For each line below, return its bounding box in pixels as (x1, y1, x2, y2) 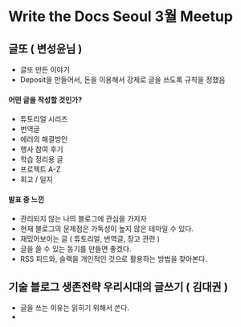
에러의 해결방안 (19, 135, 68, 144)
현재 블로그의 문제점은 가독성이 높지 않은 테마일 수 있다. (19, 224, 194, 234)
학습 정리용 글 (19, 155, 63, 164)
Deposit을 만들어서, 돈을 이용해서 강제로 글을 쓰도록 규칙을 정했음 (19, 75, 226, 85)
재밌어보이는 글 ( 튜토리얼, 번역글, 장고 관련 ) (19, 234, 161, 244)
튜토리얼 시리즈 (19, 114, 68, 124)
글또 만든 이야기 (19, 65, 70, 74)
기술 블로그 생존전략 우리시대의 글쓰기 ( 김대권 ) (8, 279, 229, 294)
